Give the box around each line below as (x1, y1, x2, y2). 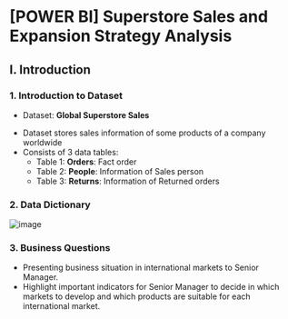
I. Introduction (9, 62, 91, 77)
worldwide (22, 136, 63, 147)
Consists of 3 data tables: (22, 146, 119, 157)
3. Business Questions (9, 242, 111, 254)
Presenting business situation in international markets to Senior (22, 262, 259, 274)
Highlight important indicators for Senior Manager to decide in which (22, 282, 280, 293)
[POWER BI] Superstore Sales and (9, 6, 269, 27)
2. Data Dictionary (9, 198, 91, 211)
